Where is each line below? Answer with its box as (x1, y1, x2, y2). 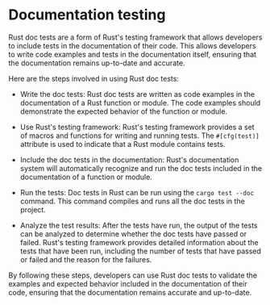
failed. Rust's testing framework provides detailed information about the (19, 237, 260, 247)
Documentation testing (8, 6, 166, 24)
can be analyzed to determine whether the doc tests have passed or (19, 228, 247, 239)
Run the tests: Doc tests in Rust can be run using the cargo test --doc (19, 187, 255, 197)
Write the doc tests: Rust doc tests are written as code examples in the (19, 89, 255, 98)
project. (19, 204, 46, 215)
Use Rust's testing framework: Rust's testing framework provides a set (19, 122, 255, 132)
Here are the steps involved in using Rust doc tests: (8, 73, 180, 83)
